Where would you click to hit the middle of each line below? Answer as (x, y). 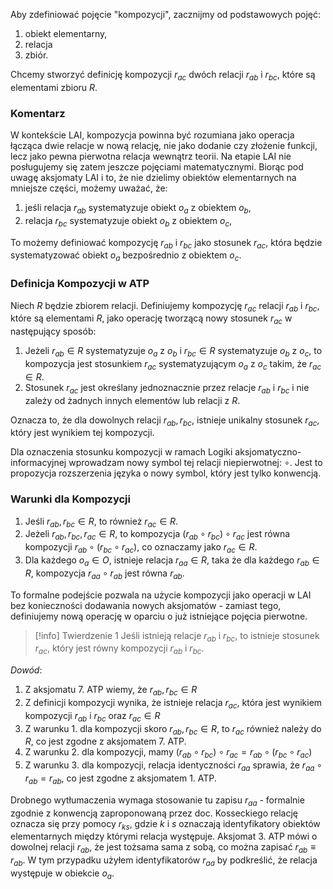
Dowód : (26, 670)
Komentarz (38, 113)
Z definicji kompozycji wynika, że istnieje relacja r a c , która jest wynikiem (173, 704)
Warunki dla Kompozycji (70, 499)
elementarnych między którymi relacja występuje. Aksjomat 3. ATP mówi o (164, 836)
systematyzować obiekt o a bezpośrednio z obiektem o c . (126, 256)
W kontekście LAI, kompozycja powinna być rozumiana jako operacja (152, 135)
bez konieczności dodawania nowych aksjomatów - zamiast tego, (146, 605)
